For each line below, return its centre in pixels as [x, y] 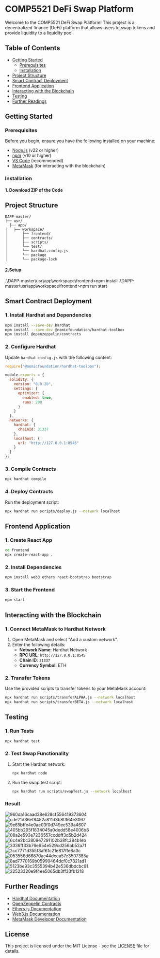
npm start [15, 600]
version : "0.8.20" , [33, 384]
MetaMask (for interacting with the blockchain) [59, 166]
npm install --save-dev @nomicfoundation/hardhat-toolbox [65, 330]
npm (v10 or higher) [32, 156]
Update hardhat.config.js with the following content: [59, 357]
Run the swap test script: [37, 782]
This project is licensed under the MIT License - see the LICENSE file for [77, 946]
